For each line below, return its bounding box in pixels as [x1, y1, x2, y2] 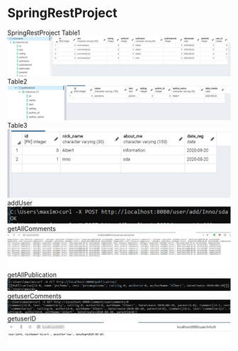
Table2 [7, 77, 28, 86]
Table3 [7, 121, 28, 130]
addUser [7, 199, 33, 207]
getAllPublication [7, 271, 57, 279]
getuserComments [7, 291, 62, 300]
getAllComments [7, 225, 57, 233]
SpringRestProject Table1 [7, 28, 80, 37]
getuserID [7, 314, 37, 323]
